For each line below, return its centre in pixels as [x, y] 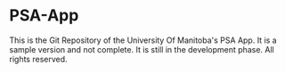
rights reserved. [39, 59]
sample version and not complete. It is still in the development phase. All [142, 49]
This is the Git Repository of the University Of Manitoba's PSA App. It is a [143, 40]
